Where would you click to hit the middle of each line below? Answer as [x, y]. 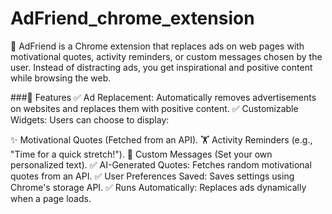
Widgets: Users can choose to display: [90, 119]
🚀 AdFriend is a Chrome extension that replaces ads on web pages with [157, 46]
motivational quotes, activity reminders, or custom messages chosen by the [166, 56]
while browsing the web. [61, 78]
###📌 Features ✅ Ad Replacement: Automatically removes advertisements [163, 97]
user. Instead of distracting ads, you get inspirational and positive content [161, 67]
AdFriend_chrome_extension [132, 18]
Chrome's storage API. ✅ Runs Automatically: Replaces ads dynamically [158, 187]
